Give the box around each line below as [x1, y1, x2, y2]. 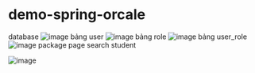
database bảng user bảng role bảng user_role [8, 32, 248, 41]
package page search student [38, 40, 137, 49]
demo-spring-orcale [8, 6, 145, 24]
